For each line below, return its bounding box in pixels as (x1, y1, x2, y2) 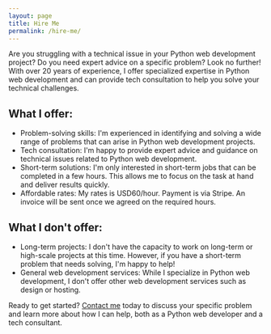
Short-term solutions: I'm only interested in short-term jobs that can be (19, 163, 256, 172)
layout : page (8, 11, 53, 20)
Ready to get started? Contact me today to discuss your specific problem (8, 301, 252, 310)
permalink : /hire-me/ (8, 27, 82, 35)
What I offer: (8, 107, 73, 120)
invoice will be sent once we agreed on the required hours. (19, 197, 217, 207)
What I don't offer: (8, 220, 103, 235)
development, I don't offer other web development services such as (19, 277, 247, 285)
